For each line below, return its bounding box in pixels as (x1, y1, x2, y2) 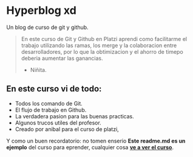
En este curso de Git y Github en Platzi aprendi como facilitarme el (21, 35, 188, 42)
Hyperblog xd (6, 4, 77, 18)
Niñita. (30, 66, 47, 73)
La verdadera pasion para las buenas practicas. (15, 112, 135, 120)
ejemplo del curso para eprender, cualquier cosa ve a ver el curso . (6, 143, 174, 151)
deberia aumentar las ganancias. (21, 54, 103, 62)
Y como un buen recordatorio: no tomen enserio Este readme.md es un (6, 137, 186, 144)
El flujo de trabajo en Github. (15, 106, 87, 114)
